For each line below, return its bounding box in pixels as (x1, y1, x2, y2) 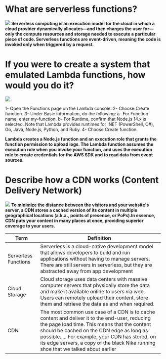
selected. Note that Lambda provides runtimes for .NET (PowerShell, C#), (5, 121, 155, 127)
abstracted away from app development (40, 268, 133, 274)
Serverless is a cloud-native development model (40, 243, 154, 250)
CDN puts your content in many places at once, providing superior (5, 218, 144, 224)
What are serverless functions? (5, 3, 137, 15)
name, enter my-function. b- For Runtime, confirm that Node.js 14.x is (5, 116, 147, 122)
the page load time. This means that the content (40, 320, 151, 327)
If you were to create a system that (5, 59, 151, 70)
